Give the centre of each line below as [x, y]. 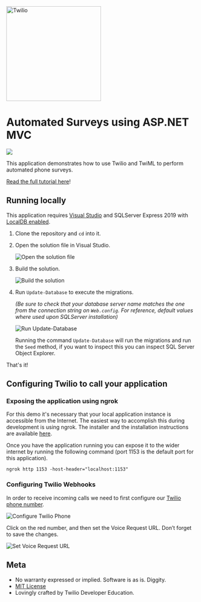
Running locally [36, 200]
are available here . [29, 433]
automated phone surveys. [40, 170]
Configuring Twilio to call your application [87, 384]
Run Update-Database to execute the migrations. [74, 292]
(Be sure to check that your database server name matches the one [100, 304]
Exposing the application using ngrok [62, 401]
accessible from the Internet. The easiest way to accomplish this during [95, 421]
